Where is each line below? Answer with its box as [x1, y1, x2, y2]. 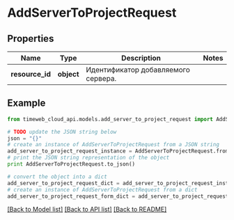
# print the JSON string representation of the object [7, 155, 170, 162]
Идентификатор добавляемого [86, 65, 190, 74]
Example [7, 97, 46, 109]
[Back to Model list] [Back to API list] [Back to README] [7, 205, 167, 214]
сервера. [86, 74, 117, 83]
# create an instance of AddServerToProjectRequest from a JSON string [7, 141, 219, 148]
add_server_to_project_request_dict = [7, 180, 120, 187]
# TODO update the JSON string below [7, 128, 117, 135]
